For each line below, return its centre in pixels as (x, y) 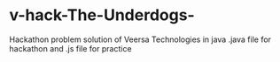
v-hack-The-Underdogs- (102, 15)
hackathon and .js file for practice (70, 48)
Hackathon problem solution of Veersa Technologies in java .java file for (140, 39)
